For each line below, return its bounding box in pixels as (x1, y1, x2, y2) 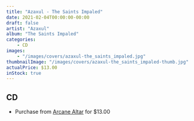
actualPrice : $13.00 (6, 64, 58, 71)
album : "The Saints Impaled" (6, 31, 79, 37)
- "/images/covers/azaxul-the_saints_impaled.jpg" (17, 53, 146, 59)
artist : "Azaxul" (6, 25, 50, 32)
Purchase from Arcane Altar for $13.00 (14, 108, 111, 116)
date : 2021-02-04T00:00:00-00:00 (6, 14, 90, 20)
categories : (6, 37, 36, 43)
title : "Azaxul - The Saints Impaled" (6, 8, 103, 15)
